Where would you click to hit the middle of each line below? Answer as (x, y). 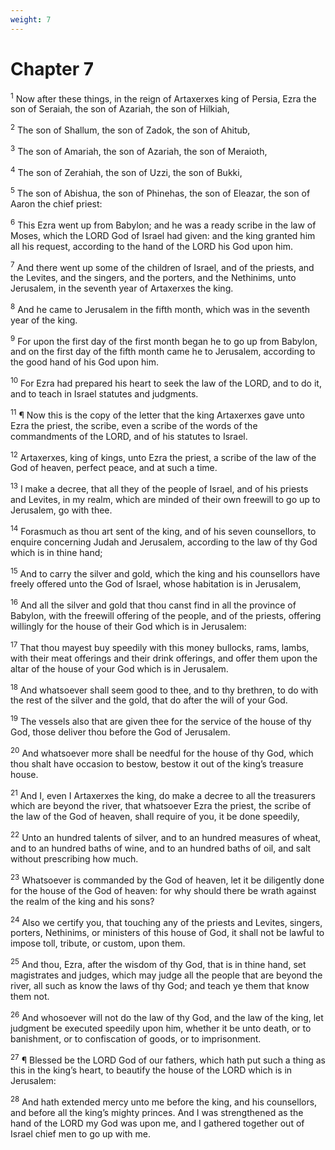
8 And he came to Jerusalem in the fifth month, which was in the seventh (160, 308)
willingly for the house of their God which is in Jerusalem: (128, 627)
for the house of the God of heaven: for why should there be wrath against (163, 890)
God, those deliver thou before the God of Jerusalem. (120, 732)
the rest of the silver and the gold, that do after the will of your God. (149, 700)
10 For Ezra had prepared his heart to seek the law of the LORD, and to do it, (166, 383)
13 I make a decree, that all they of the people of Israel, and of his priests (159, 488)
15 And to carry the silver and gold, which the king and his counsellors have (165, 573)
